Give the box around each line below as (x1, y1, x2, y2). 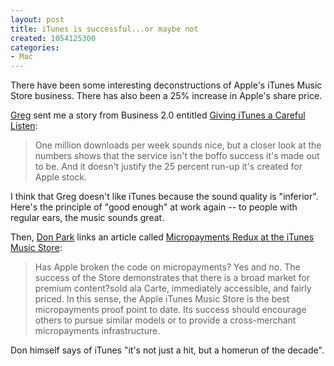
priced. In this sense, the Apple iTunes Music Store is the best (34, 293, 290, 305)
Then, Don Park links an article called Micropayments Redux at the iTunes (10, 231, 315, 243)
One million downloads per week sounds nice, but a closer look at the (34, 139, 322, 151)
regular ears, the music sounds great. (10, 212, 165, 224)
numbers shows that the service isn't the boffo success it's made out (34, 150, 320, 162)
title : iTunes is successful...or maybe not (10, 24, 199, 34)
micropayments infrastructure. (34, 325, 161, 337)
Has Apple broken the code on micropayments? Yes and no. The (34, 261, 301, 273)
